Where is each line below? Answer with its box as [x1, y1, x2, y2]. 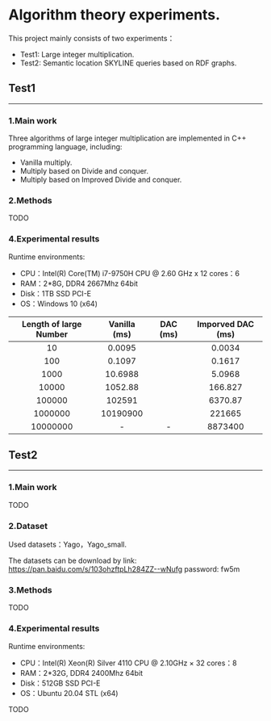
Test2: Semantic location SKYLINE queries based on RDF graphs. [19, 58, 237, 68]
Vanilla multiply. [19, 157, 73, 167]
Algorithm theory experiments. [8, 6, 220, 24]
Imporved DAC [197, 318, 255, 329]
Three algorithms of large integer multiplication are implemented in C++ [8, 133, 247, 143]
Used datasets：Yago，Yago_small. [8, 539, 127, 550]
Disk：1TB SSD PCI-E [19, 288, 91, 298]
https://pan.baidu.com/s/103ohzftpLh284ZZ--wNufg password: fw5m [8, 564, 240, 574]
